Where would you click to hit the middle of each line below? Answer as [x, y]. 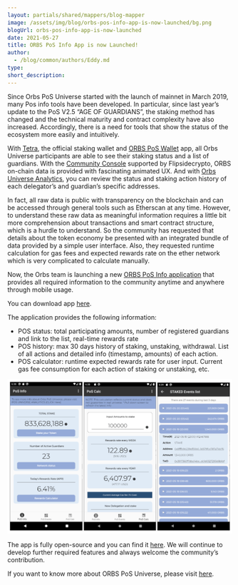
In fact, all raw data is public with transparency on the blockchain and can [115, 200]
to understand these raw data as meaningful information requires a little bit [117, 215]
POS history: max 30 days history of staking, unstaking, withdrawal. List [123, 346]
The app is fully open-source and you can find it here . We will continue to [115, 544]
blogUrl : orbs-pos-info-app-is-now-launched [74, 30]
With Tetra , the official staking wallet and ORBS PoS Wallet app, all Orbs [113, 148]
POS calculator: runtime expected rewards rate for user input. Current [120, 361]
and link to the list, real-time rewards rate [78, 338]
